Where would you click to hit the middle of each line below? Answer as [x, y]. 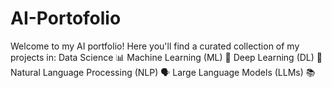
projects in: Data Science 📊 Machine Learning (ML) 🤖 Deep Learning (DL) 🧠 [166, 57]
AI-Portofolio [66, 18]
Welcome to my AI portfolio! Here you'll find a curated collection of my [155, 46]
